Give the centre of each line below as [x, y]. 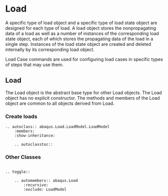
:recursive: [36, 185]
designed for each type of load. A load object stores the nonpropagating [81, 28]
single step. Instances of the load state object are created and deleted [78, 44]
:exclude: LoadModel [45, 189]
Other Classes [23, 157]
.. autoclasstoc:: [34, 145]
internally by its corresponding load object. [50, 49]
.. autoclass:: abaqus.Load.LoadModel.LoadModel [57, 127]
